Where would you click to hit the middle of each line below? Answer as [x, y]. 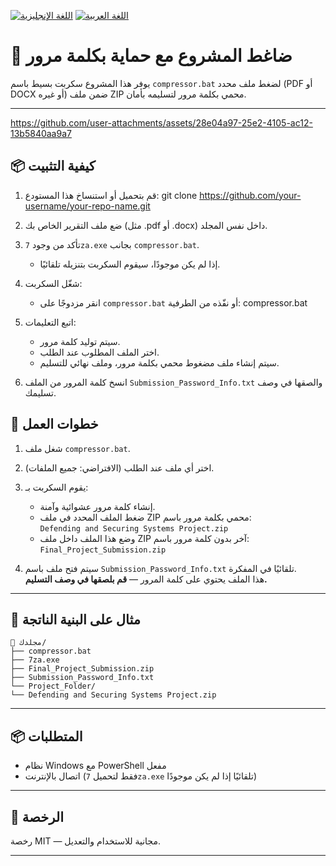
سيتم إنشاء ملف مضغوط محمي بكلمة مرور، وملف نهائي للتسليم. [159, 362]
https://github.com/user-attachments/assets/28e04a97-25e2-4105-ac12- [161, 122]
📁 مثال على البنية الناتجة [76, 619]
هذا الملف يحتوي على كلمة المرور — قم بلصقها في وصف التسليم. [146, 579]
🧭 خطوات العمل [54, 424]
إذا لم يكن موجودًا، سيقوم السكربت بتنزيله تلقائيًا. [130, 264]
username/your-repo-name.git [87, 206]
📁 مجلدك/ [28, 643]
